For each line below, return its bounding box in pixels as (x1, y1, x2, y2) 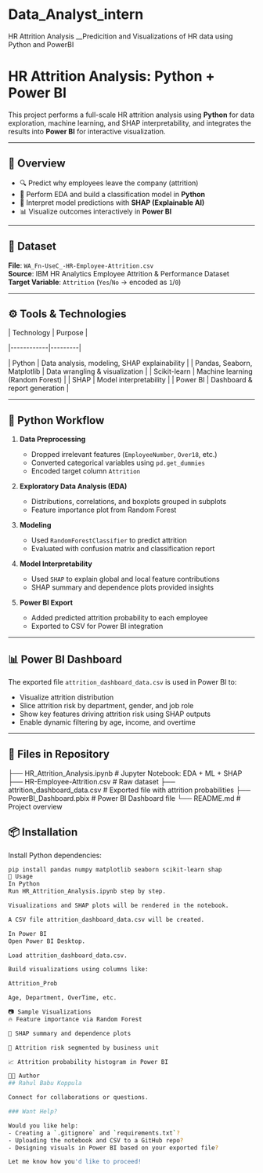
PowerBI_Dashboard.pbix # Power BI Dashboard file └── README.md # (8, 793, 241, 802)
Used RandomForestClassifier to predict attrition (31, 535, 187, 545)
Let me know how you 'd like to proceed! (8, 1158, 142, 1166)
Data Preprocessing (19, 434, 86, 444)
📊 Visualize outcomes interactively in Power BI (19, 206, 172, 216)
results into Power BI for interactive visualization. (8, 126, 166, 136)
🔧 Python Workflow (8, 414, 105, 427)
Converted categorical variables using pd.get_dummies (31, 458, 206, 468)
